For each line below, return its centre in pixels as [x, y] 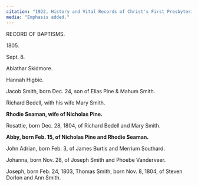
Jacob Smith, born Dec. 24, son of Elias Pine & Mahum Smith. [81, 91]
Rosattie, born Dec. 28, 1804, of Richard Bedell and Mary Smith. [83, 125]
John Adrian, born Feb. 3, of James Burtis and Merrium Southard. [85, 148]
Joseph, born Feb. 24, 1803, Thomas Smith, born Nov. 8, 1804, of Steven [94, 171]
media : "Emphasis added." [38, 17]
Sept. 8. [16, 57]
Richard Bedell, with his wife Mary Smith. [56, 102]
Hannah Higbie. [25, 80]
